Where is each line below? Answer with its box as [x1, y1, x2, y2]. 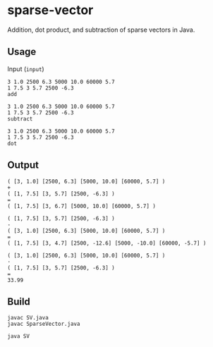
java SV [7, 333, 30, 340]
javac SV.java [7, 315, 49, 322]
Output [7, 159, 39, 171]
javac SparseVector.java [7, 320, 80, 328]
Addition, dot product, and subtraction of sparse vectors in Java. [7, 25, 195, 34]
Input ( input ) [7, 64, 44, 73]
